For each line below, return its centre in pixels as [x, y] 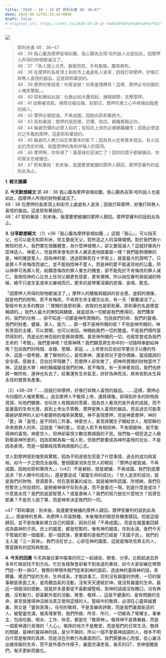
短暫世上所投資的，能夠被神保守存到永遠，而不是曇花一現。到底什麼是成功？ [83, 487]
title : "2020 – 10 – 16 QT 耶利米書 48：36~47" [53, 10]
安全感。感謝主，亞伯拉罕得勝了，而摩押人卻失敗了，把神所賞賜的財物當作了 [83, 361]
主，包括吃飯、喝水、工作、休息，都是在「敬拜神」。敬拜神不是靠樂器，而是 [82, 620]
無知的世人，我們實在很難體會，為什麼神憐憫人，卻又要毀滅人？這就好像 [79, 246]
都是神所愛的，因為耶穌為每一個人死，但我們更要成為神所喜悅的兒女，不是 [85, 440]
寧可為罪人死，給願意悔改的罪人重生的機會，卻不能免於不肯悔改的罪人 [85, 270]
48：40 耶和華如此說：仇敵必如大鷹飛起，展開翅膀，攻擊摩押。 [82, 97]
